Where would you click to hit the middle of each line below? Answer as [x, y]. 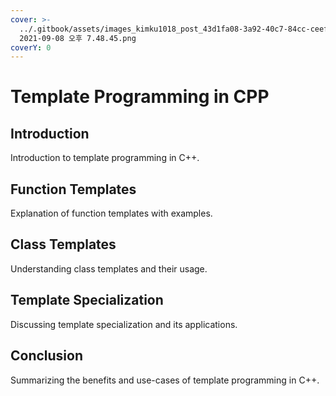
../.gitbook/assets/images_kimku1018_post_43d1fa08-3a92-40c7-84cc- [165, 29]
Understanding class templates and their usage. [109, 268]
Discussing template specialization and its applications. [124, 324]
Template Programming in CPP [140, 97]
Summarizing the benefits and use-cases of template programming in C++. [165, 380]
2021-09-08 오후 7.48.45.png [78, 38]
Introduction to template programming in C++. [105, 158]
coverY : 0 [31, 47]
